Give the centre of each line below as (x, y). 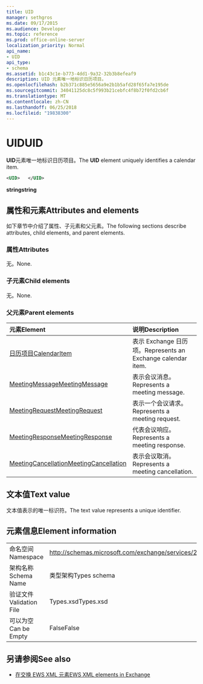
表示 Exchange (153, 341)
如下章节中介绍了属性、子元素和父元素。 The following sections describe (96, 226)
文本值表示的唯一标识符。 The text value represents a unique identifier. (94, 510)
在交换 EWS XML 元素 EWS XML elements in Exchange (82, 675)
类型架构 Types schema (82, 575)
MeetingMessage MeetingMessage (59, 384)
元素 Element (27, 329)
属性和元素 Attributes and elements (72, 210)
